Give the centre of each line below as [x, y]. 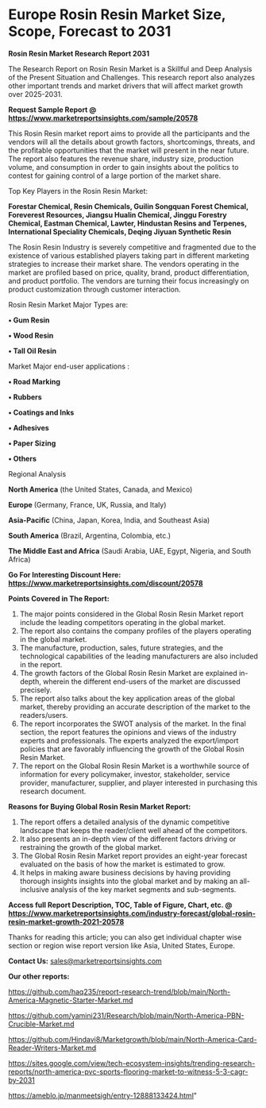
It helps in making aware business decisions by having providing [125, 872]
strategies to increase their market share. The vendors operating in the [124, 264]
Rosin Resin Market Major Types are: [68, 304]
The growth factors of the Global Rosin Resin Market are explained [128, 673]
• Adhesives [29, 427]
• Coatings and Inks [41, 412]
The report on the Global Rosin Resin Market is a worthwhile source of [135, 766]
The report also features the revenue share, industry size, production [121, 158]
